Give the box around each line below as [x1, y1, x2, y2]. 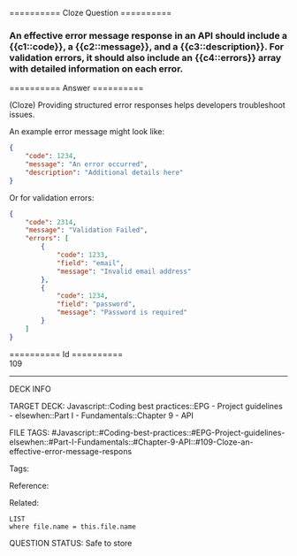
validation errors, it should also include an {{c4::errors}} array [9, 51, 282, 64]
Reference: [9, 480, 49, 491]
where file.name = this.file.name [9, 522, 137, 531]
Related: [9, 497, 40, 507]
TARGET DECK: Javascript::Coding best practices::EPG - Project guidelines [9, 400, 283, 411]
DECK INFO [9, 384, 51, 394]
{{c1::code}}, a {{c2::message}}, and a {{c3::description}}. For [9, 40, 285, 52]
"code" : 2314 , [25, 217, 77, 226]
